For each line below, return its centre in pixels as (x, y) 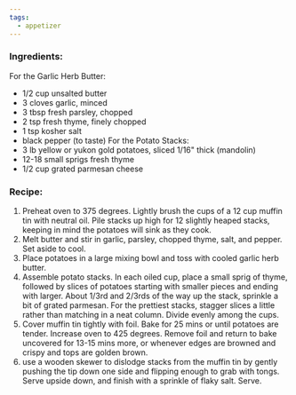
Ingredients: (36, 57)
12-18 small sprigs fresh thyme (78, 159)
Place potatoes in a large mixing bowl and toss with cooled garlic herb (151, 258)
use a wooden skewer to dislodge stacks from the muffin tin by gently (150, 362)
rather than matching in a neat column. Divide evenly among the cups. (151, 315)
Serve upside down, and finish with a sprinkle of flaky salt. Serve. (142, 381)
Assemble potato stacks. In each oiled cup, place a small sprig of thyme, (155, 277)
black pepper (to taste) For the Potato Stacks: (105, 140)
